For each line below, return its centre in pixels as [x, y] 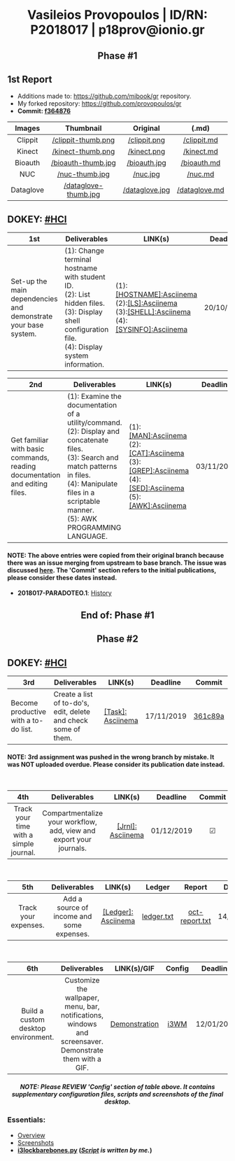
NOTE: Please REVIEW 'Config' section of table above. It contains [117, 1086]
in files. [79, 475]
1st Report [30, 79]
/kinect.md [200, 152]
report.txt [196, 921]
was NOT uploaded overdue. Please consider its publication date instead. [116, 764]
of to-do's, [71, 703]
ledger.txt [158, 917]
